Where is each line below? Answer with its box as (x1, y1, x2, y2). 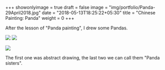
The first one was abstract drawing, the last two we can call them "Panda (5, 55, 160, 60)
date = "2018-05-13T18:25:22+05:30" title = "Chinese (42, 10, 156, 16)
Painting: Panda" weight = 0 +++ (5, 15, 75, 21)
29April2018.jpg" (5, 10, 41, 16)
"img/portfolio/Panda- (109, 5, 155, 10)
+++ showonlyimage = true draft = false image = (5, 5, 108, 10)
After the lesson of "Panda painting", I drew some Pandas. (5, 25, 128, 31)
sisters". (5, 60, 23, 66)
